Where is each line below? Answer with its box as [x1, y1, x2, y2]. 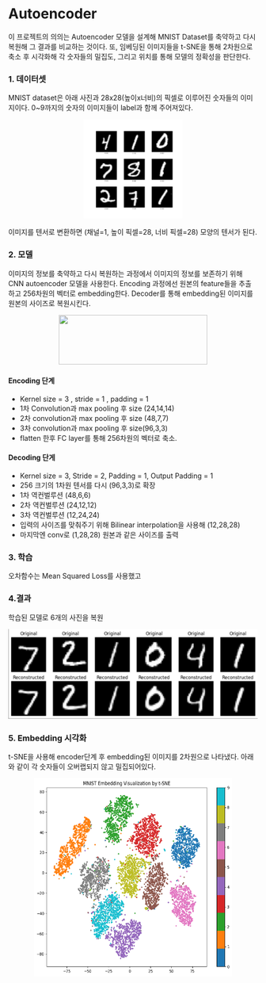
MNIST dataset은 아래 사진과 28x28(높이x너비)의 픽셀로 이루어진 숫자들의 [8, 93, 239, 103]
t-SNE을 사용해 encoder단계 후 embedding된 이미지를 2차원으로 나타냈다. [8, 752, 239, 762]
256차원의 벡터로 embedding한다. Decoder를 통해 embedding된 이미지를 [22, 289, 253, 298]
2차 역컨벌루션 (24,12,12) [19, 500, 97, 510]
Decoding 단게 [8, 453, 55, 462]
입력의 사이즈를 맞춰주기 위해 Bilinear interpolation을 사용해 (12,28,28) [19, 520, 241, 530]
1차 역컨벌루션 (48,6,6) [19, 490, 91, 499]
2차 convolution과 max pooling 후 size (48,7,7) [19, 413, 169, 423]
